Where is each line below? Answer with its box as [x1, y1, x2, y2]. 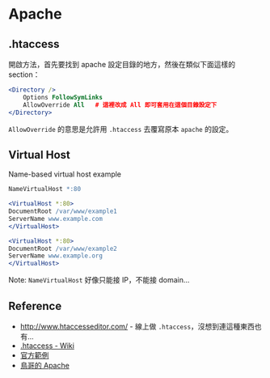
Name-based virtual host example [8, 169, 122, 179]
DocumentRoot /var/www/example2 [8, 244, 117, 253]
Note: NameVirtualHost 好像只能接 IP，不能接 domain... [8, 275, 190, 285]
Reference [8, 299, 62, 312]
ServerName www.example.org [8, 252, 103, 260]
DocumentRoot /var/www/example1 [8, 207, 117, 215]
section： [8, 70, 40, 79]
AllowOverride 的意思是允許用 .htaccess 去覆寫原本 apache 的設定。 [8, 124, 234, 134]
